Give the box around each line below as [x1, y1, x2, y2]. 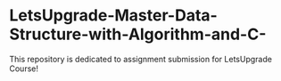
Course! [9, 63, 38, 74]
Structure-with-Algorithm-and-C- [9, 24, 267, 45]
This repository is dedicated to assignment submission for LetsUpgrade [9, 53, 272, 64]
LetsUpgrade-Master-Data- [9, 5, 219, 26]
